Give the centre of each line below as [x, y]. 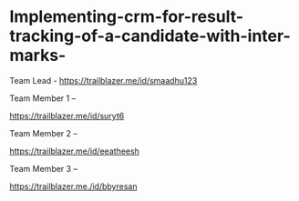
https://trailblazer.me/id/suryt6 [67, 116]
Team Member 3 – [43, 168]
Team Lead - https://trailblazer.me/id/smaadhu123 [103, 80]
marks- [38, 55]
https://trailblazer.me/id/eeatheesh [74, 151]
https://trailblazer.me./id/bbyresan [73, 186]
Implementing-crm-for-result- [127, 17]
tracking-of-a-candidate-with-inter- [150, 36]
